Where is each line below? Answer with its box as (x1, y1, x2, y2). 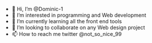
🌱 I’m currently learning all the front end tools (11, 18, 122, 24)
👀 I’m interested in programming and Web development (11, 12, 147, 19)
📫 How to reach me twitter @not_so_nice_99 (11, 31, 122, 37)
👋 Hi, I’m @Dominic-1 (11, 6, 63, 12)
